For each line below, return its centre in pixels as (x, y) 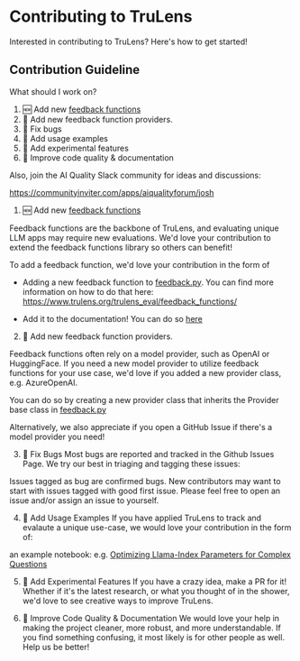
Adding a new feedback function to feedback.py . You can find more (148, 282)
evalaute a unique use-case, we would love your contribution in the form (157, 527)
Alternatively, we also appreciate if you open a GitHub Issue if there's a (141, 427)
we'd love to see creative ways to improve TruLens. (118, 601)
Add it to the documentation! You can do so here (112, 318)
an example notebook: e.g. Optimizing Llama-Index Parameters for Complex (150, 554)
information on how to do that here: (88, 291)
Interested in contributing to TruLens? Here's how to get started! (128, 41)
